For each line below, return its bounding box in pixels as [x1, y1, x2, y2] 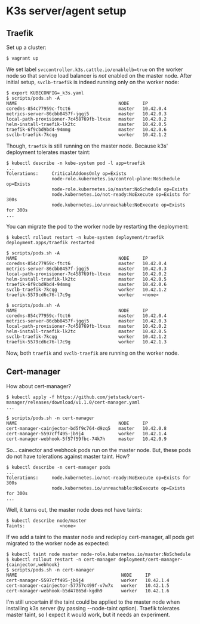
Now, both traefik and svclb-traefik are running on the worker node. [6, 349, 179, 356]
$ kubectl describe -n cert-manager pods [6, 464, 111, 470]
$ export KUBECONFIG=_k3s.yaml [6, 90, 84, 96]
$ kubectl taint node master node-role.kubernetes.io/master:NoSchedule [6, 551, 191, 557]
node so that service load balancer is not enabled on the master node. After [6, 72, 192, 79]
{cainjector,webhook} [6, 561, 60, 568]
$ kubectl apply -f [6, 394, 55, 400]
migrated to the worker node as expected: [6, 539, 110, 547]
